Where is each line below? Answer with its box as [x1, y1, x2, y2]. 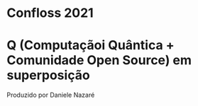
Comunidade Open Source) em [6, 52, 192, 69]
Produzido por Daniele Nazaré [6, 90, 95, 100]
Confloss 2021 [6, 5, 94, 21]
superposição [6, 67, 90, 83]
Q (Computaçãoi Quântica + [6, 37, 175, 54]
